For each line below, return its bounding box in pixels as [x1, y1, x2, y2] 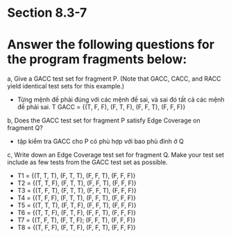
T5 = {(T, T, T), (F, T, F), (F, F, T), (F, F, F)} [17, 201, 137, 209]
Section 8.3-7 [7, 5, 87, 21]
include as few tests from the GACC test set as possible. [7, 158, 168, 166]
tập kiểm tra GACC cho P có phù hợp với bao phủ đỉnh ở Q [17, 137, 184, 145]
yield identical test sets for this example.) [7, 82, 125, 90]
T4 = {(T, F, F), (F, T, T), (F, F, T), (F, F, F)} [17, 193, 137, 203]
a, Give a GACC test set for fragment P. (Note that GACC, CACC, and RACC [7, 74, 221, 83]
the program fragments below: [7, 51, 187, 68]
